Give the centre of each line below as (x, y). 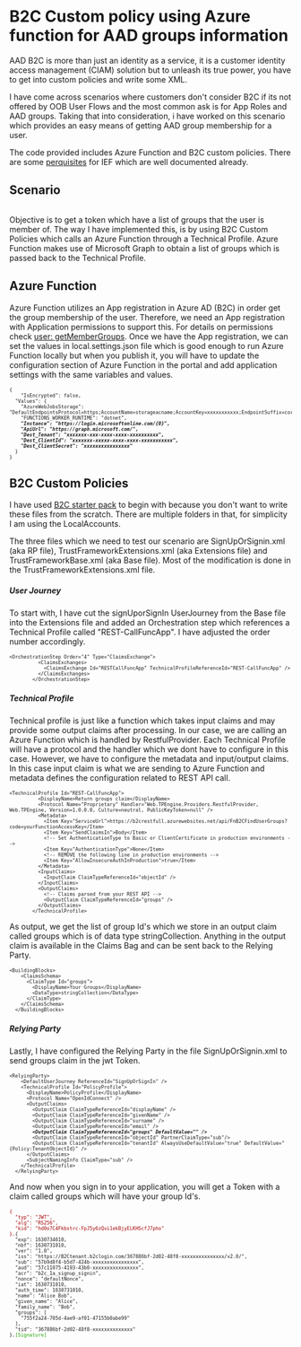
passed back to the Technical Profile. (77, 258)
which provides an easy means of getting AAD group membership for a (141, 125)
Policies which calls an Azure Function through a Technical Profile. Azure (144, 239)
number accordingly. (47, 642)
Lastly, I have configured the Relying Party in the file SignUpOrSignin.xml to (148, 1051)
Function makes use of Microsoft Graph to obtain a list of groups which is (145, 248)
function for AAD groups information (149, 35)
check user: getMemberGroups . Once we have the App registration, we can (149, 336)
